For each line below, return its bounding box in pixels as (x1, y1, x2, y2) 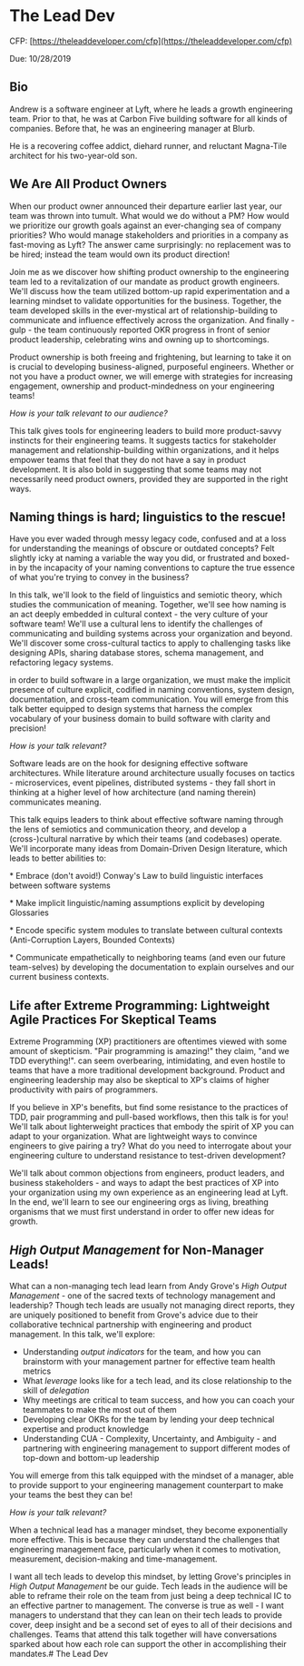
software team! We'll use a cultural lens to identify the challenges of (9, 618, 263, 629)
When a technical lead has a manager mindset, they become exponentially (9, 1524, 289, 1535)
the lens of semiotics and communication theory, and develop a (9, 823, 247, 835)
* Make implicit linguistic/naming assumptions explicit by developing (9, 898, 265, 909)
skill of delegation (22, 1385, 90, 1395)
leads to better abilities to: (9, 853, 107, 863)
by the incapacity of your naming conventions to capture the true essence (17, 562, 296, 573)
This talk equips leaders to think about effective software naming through (9, 814, 284, 825)
